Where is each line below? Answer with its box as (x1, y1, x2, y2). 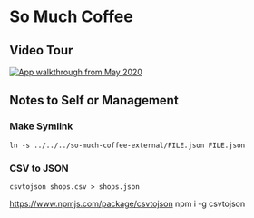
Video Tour (9, 43, 73, 58)
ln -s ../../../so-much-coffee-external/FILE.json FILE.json (9, 141, 246, 150)
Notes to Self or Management (9, 93, 179, 108)
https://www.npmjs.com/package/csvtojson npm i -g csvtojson (9, 198, 246, 209)
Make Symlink (9, 120, 73, 133)
